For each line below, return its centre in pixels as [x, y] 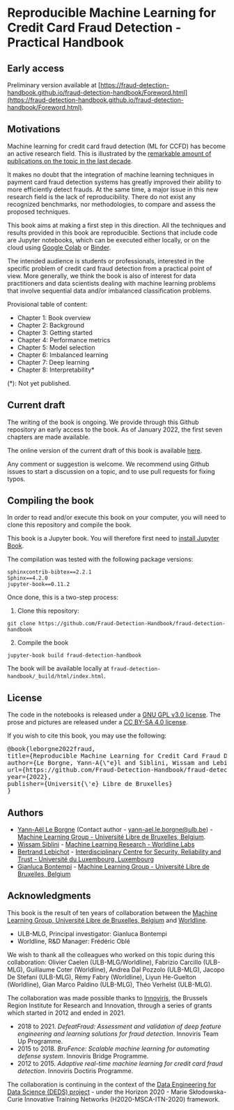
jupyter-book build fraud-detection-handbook [74, 656]
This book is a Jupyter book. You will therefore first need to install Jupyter [113, 539]
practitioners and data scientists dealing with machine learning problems [111, 283]
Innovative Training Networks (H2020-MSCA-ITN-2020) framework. [122, 1099]
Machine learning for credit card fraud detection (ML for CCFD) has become [117, 146]
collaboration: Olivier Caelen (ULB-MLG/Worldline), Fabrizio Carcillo [104, 962]
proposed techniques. [39, 212]
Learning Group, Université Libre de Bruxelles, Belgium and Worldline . [107, 920]
